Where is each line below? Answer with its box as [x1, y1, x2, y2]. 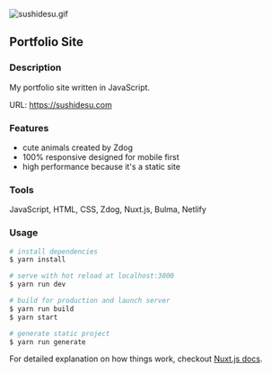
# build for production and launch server [9, 297, 170, 306]
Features [9, 121, 49, 134]
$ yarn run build [9, 304, 74, 314]
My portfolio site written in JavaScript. [9, 82, 151, 93]
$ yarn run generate [9, 337, 87, 346]
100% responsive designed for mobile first [22, 151, 179, 162]
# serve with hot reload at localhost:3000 [9, 271, 175, 280]
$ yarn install [9, 255, 66, 264]
